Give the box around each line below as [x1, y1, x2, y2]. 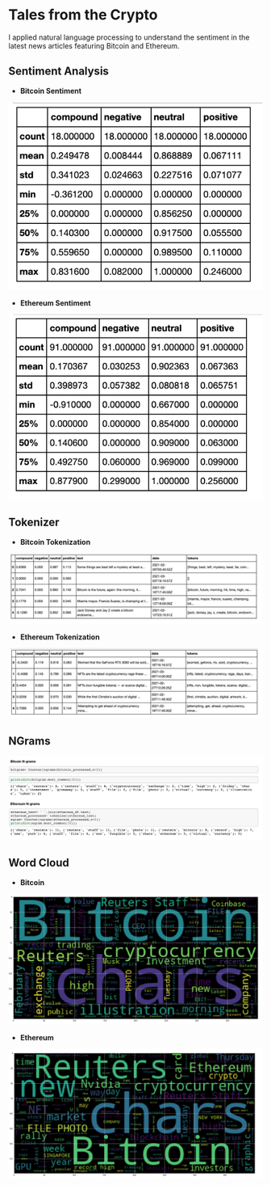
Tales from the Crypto [8, 6, 158, 24]
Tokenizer [8, 516, 60, 529]
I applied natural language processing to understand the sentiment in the [8, 32, 250, 42]
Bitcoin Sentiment [19, 86, 82, 95]
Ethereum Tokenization [19, 632, 100, 642]
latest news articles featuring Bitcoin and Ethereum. [8, 40, 180, 50]
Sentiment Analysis [8, 65, 109, 78]
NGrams [8, 734, 51, 748]
